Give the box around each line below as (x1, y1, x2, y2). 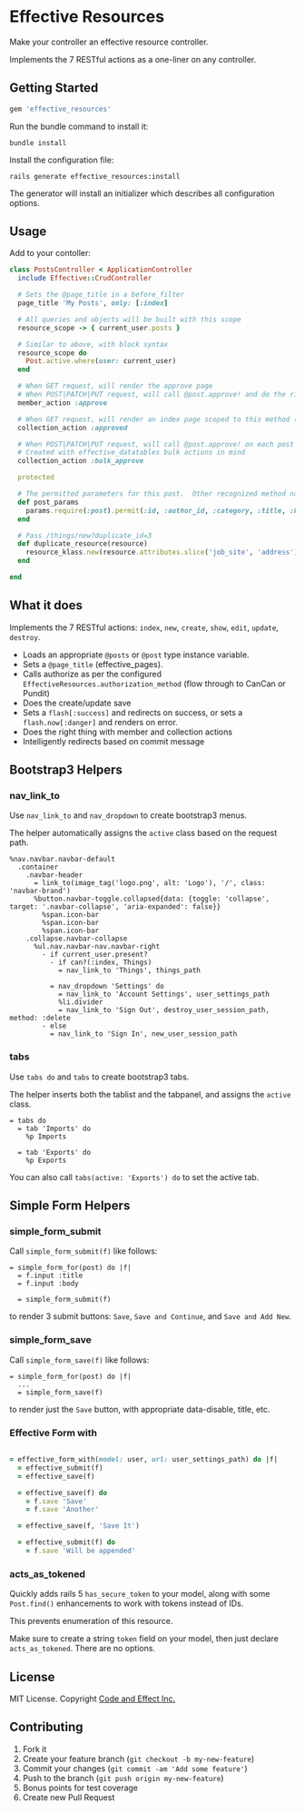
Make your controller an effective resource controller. (9, 36, 209, 47)
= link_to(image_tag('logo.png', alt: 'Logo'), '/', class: (33, 879, 266, 888)
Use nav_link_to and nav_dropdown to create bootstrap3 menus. (9, 810, 248, 821)
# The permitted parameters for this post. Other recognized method (17, 489, 286, 498)
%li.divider (57, 998, 103, 1007)
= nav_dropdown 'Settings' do (49, 982, 165, 991)
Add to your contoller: (9, 248, 91, 259)
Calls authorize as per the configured (22, 668, 162, 679)
